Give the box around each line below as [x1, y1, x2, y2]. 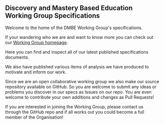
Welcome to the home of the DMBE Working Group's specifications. [5, 25, 143, 31]
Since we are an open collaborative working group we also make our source [5, 78, 160, 84]
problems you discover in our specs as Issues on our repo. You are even [5, 89, 152, 95]
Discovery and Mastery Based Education [5, 4, 133, 12]
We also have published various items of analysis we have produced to [5, 63, 149, 69]
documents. [5, 54, 30, 60]
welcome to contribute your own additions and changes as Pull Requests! [5, 94, 154, 100]
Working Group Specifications [5, 12, 100, 20]
